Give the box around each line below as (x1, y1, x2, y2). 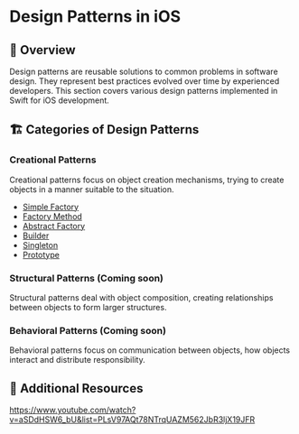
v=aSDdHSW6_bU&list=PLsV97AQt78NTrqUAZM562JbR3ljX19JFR (9, 414, 256, 425)
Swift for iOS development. (9, 95, 110, 106)
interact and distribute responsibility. (9, 355, 146, 365)
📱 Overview (9, 42, 76, 58)
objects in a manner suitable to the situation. (9, 183, 174, 195)
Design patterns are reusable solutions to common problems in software (9, 66, 278, 77)
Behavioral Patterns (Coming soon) (9, 324, 167, 337)
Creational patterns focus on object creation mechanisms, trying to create (9, 174, 285, 185)
